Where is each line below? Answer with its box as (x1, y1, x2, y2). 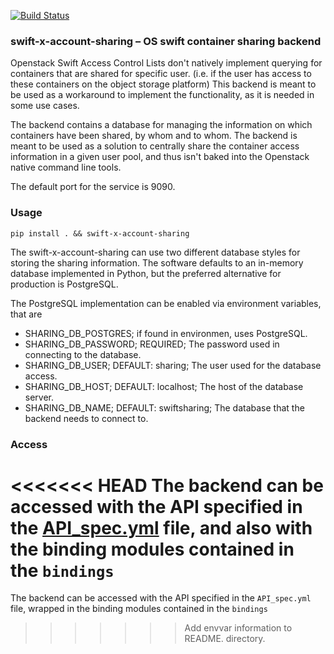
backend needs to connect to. (24, 412, 149, 424)
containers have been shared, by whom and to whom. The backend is (10, 130, 298, 142)
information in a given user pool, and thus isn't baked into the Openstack (10, 151, 310, 163)
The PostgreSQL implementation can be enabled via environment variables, (10, 297, 322, 309)
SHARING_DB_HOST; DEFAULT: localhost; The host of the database (24, 380, 304, 392)
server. (24, 391, 55, 403)
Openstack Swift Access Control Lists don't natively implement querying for (10, 57, 323, 69)
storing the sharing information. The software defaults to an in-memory (10, 256, 304, 269)
